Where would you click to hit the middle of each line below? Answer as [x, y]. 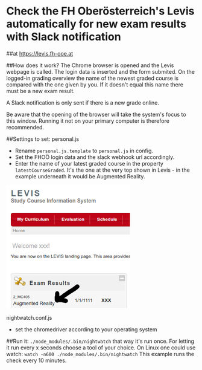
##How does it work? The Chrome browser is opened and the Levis [90, 65]
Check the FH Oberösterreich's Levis [100, 11]
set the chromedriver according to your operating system [86, 329]
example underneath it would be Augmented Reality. [80, 176]
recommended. [25, 127]
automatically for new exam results [96, 24]
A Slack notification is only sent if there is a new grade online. [83, 102]
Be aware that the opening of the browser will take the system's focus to [96, 114]
